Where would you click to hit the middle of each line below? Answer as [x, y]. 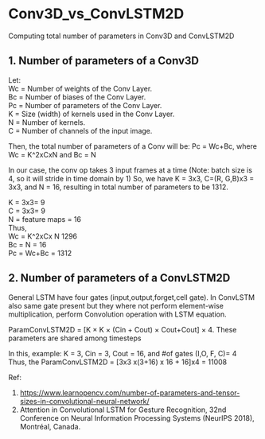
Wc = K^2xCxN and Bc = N [53, 154]
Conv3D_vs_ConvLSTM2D [96, 14]
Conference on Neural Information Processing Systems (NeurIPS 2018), [137, 418]
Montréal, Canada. [50, 426]
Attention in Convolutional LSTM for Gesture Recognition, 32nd [123, 410]
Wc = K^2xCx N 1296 [43, 236]
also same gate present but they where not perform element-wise [116, 305]
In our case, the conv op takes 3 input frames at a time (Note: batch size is [131, 170]
